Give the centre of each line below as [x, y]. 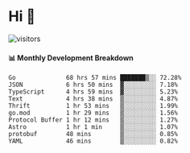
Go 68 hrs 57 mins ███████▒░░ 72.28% [95, 78]
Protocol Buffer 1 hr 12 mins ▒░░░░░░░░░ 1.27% [93, 120]
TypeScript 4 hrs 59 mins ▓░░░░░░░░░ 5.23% [93, 92]
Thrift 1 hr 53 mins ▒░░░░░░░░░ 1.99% [93, 106]
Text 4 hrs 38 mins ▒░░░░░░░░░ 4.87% [93, 99]
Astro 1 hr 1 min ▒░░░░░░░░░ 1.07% [93, 127]
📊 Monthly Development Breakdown [71, 58]
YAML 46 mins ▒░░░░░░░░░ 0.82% [93, 141]
